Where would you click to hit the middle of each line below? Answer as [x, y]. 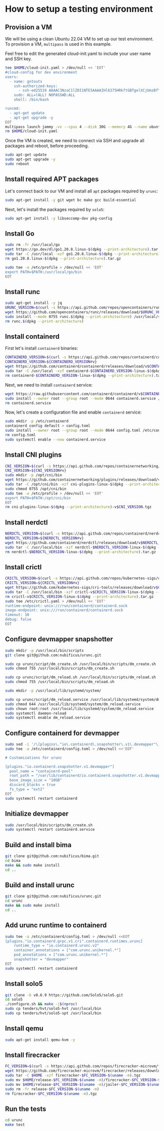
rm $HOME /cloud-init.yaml [31, 131]
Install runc [23, 292]
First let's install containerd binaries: [41, 348]
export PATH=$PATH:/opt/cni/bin [38, 498]
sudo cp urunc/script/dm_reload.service [47, 699]
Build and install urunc [40, 885]
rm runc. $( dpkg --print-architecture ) [44, 321]
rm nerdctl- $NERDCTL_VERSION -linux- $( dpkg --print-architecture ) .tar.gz [81, 552]
